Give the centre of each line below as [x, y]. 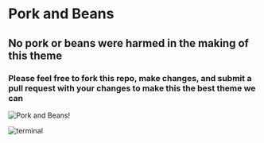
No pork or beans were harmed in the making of [128, 43]
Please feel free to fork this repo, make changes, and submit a [130, 78]
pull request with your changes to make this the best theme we [132, 88]
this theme [35, 55]
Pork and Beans [61, 14]
